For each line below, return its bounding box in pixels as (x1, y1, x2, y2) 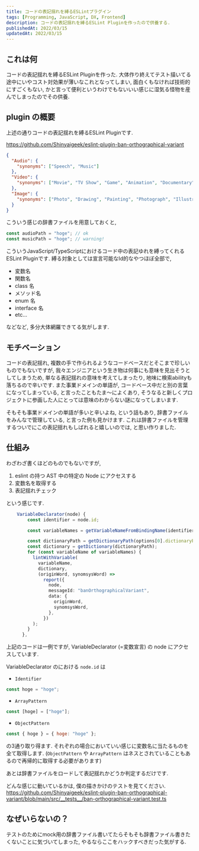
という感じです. (6, 499, 44, 506)
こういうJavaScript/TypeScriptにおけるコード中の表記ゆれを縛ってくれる (6, 248, 185, 255)
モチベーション (6, 342, 61, 352)
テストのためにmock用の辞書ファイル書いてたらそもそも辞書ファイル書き (6, 830, 185, 838)
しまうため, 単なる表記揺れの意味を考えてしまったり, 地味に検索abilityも (16, 374, 192, 381)
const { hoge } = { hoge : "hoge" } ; (6, 731, 97, 737)
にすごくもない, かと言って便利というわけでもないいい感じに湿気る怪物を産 (6, 85, 191, 92)
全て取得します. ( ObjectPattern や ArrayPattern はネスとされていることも (6, 750, 185, 757)
